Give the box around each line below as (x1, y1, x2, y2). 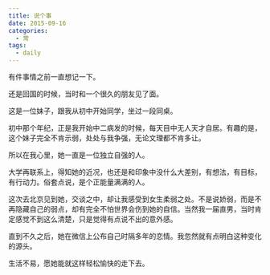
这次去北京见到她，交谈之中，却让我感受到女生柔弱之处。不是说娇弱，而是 (8, 194, 255, 204)
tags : (8, 42, 27, 50)
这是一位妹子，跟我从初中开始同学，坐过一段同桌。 (8, 106, 178, 115)
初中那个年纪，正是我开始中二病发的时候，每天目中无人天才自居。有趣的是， (8, 123, 262, 132)
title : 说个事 (8, 11, 52, 20)
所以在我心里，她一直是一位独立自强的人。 (8, 150, 149, 160)
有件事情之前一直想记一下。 (8, 72, 100, 81)
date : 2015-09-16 (8, 19, 67, 27)
